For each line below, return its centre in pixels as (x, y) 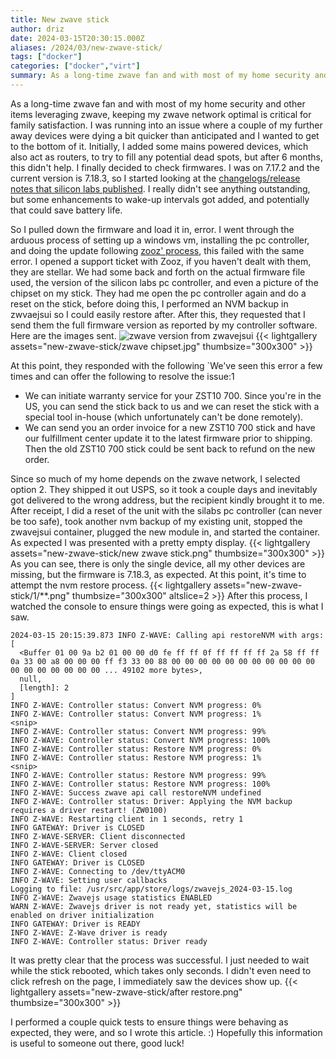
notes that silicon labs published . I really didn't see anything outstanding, (160, 188)
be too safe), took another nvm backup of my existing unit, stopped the (156, 521)
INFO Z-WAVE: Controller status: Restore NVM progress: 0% (136, 749)
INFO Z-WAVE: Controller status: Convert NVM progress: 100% (140, 740)
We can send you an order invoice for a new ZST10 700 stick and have (170, 427)
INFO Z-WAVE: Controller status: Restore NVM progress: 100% (140, 784)
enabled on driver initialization (82, 915)
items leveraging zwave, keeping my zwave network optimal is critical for (161, 114)
